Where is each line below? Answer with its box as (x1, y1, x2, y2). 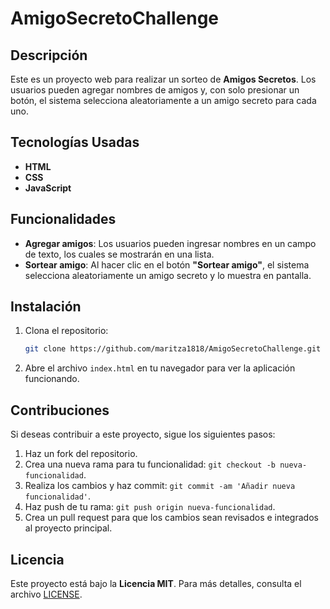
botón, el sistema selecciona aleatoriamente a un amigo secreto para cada (10, 95, 317, 106)
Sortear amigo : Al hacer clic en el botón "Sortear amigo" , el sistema (24, 258, 310, 271)
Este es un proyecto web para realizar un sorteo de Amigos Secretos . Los (10, 73, 317, 85)
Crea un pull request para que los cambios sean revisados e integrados (24, 512, 319, 524)
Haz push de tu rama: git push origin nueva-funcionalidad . (24, 501, 276, 513)
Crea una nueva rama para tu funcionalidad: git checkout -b (24, 458, 276, 471)
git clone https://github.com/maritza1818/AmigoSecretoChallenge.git (24, 344, 322, 354)
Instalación (10, 298, 82, 316)
